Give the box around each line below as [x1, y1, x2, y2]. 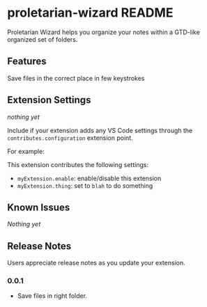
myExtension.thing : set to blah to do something [17, 181, 153, 189]
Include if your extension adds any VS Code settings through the [7, 126, 193, 134]
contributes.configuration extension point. [7, 134, 134, 142]
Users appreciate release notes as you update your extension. [7, 259, 186, 267]
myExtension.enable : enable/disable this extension [17, 174, 162, 182]
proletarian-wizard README [7, 5, 174, 21]
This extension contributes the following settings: [7, 160, 148, 168]
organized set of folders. [7, 35, 78, 43]
